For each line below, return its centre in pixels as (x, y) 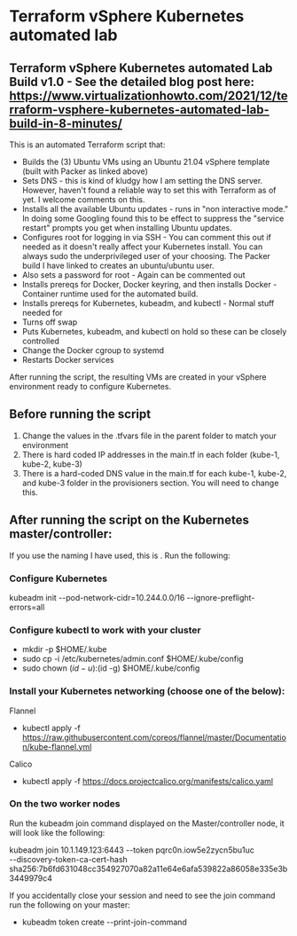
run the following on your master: (70, 905)
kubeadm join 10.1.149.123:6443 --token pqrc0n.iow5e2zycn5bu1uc (132, 850)
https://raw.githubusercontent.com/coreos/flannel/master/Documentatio (154, 737)
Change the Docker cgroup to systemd (93, 350)
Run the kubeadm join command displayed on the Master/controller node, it (147, 823)
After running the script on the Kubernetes (129, 520)
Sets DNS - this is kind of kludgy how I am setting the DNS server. (142, 181)
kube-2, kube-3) (52, 464)
